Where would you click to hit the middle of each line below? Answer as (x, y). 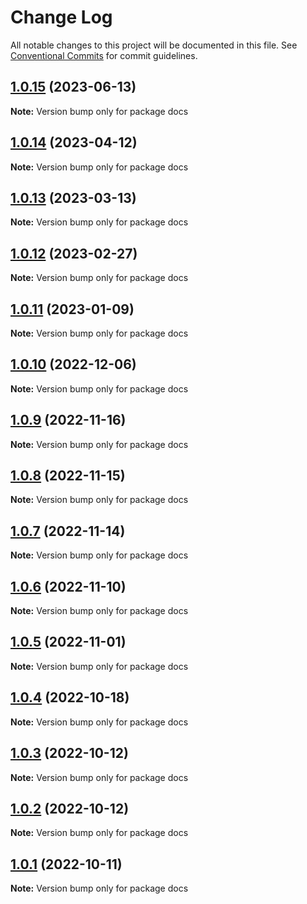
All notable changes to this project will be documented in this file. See (154, 45)
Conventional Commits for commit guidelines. (104, 55)
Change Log (61, 17)
